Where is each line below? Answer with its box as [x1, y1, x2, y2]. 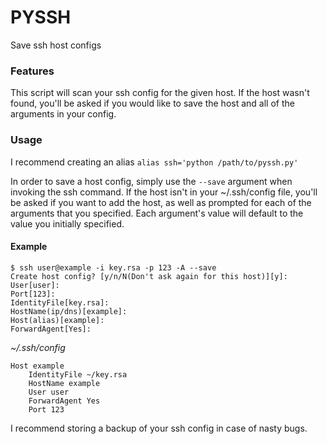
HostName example [28, 378, 101, 388]
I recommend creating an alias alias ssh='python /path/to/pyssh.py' [10, 156, 299, 168]
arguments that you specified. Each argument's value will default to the [10, 207, 304, 219]
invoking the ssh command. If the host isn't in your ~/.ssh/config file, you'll [10, 186, 318, 198]
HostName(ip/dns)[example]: [10, 306, 128, 316]
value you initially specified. [10, 217, 125, 230]
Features [10, 64, 55, 78]
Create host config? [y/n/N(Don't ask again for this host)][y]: [10, 271, 288, 281]
